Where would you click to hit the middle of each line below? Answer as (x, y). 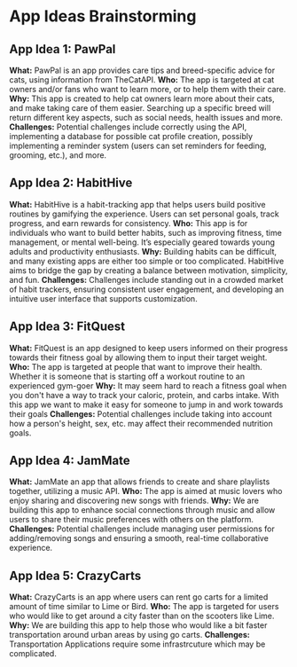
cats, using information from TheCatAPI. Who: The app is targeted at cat (142, 80)
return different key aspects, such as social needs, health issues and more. (146, 118)
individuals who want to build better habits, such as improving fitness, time (145, 232)
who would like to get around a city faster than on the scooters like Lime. (142, 616)
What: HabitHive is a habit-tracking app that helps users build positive (137, 204)
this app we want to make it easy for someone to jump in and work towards (146, 404)
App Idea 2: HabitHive (71, 183)
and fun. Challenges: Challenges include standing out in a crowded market (146, 279)
